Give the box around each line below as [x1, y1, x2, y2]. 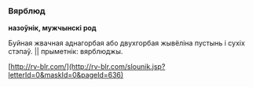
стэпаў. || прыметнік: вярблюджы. [8, 47, 123, 56]
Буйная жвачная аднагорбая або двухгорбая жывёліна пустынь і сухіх [8, 38, 245, 48]
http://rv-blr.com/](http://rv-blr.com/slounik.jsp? [10, 62, 166, 71]
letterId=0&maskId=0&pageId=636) [8, 71, 124, 80]
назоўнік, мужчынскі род [8, 24, 97, 33]
